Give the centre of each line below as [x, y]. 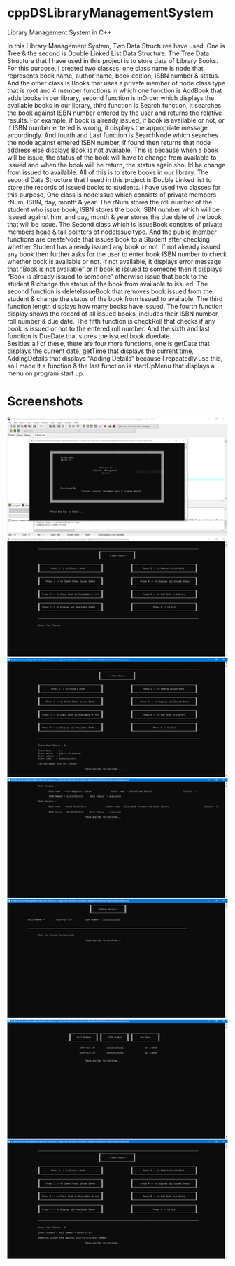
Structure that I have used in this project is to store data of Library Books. [113, 60]
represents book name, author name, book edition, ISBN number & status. [114, 76]
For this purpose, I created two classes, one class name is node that [106, 68]
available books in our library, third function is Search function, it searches [114, 105]
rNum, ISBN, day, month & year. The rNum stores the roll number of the [110, 202]
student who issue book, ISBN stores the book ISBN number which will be [114, 209]
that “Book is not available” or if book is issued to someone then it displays [115, 269]
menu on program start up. [46, 373]
